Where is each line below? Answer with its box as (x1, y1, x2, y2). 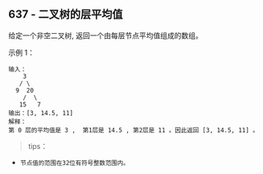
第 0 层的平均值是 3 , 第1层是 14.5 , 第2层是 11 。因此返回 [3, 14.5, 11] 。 (8, 126, 259, 135)
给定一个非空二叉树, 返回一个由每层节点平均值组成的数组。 (8, 31, 203, 40)
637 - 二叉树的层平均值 (8, 7, 123, 22)
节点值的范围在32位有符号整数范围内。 (19, 159, 130, 167)
